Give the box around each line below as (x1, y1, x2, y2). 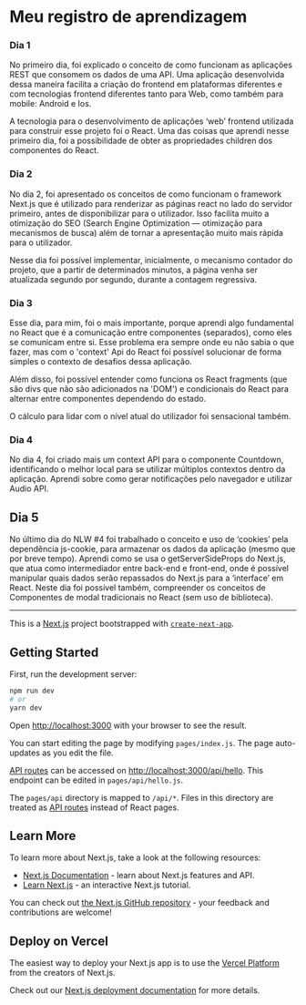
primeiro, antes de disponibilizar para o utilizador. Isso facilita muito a (9, 208, 270, 219)
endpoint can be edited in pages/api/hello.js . (9, 774, 184, 785)
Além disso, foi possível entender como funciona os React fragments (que (9, 374, 288, 385)
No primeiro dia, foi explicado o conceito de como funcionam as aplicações (9, 59, 293, 70)
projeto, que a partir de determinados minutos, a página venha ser (9, 264, 258, 275)
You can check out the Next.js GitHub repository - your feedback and (9, 897, 270, 908)
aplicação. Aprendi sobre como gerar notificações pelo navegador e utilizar (9, 474, 293, 485)
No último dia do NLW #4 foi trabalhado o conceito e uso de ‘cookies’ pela (9, 534, 289, 545)
